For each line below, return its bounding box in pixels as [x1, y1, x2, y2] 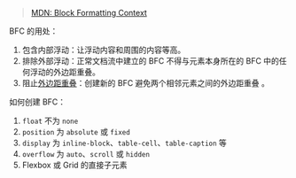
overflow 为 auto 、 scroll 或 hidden [21, 149, 151, 159]
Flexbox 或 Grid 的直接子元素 [21, 159, 128, 170]
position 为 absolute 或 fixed [21, 127, 130, 136]
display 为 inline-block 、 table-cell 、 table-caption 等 [21, 137, 228, 148]
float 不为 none [21, 115, 79, 126]
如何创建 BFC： [9, 97, 66, 107]
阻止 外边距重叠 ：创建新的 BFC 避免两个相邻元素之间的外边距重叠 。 [21, 78, 270, 88]
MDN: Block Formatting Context [30, 8, 148, 18]
